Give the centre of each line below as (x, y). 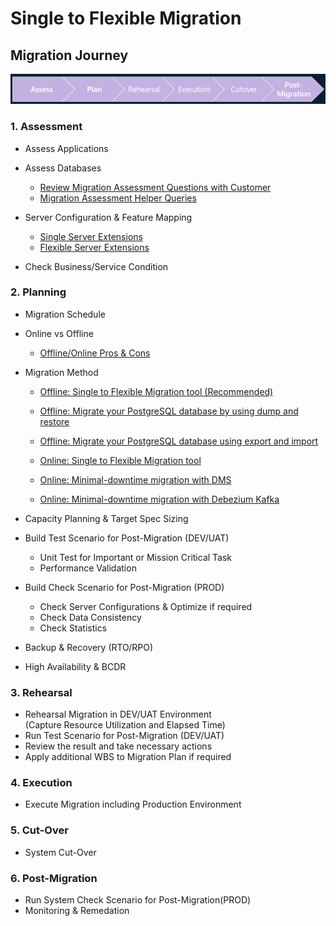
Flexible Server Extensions (94, 247)
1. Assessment (46, 127)
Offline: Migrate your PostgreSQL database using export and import (179, 441)
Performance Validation (88, 568)
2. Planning (38, 292)
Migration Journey (69, 55)
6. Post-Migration (54, 878)
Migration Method (61, 372)
